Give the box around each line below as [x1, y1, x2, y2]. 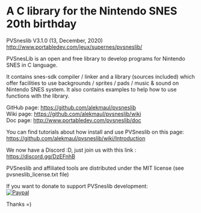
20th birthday [6, 17, 77, 31]
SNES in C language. [6, 61, 58, 69]
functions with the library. [6, 92, 70, 99]
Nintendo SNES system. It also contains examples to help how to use [6, 85, 177, 93]
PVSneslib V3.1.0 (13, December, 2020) [6, 37, 104, 44]
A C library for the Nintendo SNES [6, 4, 178, 18]
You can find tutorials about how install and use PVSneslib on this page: [6, 128, 185, 135]
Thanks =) [6, 200, 32, 208]
